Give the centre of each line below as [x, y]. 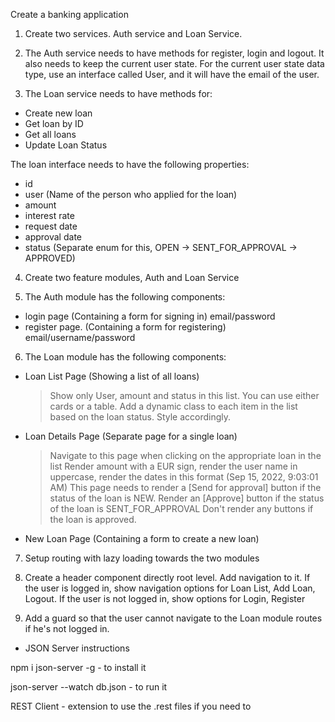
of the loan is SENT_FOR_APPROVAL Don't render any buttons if [181, 508]
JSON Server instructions [77, 648]
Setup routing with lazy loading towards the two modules [142, 558]
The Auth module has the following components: [125, 297]
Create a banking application [69, 14]
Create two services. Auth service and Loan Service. [133, 33]
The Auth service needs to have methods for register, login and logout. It [174, 53]
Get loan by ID [54, 123]
